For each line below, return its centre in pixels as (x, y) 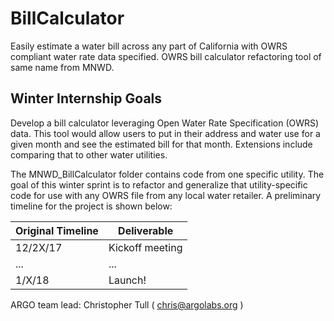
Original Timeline (57, 230)
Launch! (127, 280)
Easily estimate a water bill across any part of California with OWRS (149, 46)
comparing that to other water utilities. (89, 154)
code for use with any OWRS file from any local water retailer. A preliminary (166, 195)
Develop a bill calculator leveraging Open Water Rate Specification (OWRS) (165, 123)
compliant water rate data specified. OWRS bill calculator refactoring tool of (166, 56)
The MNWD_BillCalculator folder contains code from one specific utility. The (167, 174)
